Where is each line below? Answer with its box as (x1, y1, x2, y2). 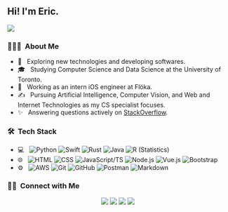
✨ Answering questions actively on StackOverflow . (17, 108, 168, 117)
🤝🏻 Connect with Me (7, 181, 80, 191)
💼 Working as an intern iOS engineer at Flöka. (17, 83, 153, 91)
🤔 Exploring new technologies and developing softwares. (17, 58, 186, 66)
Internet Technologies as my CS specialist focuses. (17, 101, 166, 110)
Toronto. (17, 75, 42, 84)
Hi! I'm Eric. (7, 6, 60, 18)
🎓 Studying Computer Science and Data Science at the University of (17, 65, 221, 74)
